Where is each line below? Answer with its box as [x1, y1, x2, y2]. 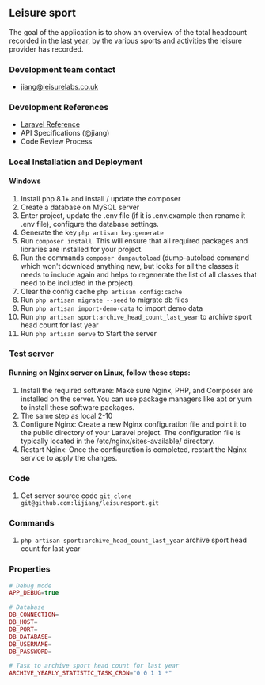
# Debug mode [9, 582, 52, 590]
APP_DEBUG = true [9, 589, 59, 597]
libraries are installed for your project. [20, 244, 143, 254]
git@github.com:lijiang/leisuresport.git [20, 499, 159, 507]
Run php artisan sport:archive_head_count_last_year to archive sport [20, 312, 252, 321]
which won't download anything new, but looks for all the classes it [20, 261, 240, 270]
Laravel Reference [20, 120, 81, 129]
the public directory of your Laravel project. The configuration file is [20, 427, 242, 437]
